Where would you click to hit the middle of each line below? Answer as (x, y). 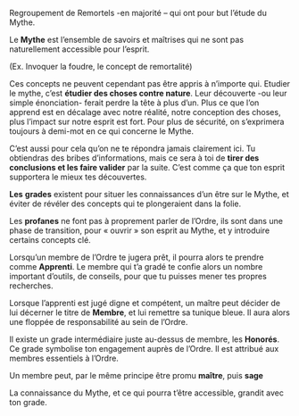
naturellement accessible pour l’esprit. (79, 49)
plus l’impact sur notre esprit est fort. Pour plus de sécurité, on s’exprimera (147, 121)
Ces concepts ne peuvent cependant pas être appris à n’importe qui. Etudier (150, 83)
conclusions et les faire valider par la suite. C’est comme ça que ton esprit (147, 167)
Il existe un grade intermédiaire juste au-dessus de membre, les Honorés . (144, 339)
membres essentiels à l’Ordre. (64, 358)
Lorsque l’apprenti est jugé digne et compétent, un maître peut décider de (145, 303)
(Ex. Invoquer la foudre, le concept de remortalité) (101, 67)
